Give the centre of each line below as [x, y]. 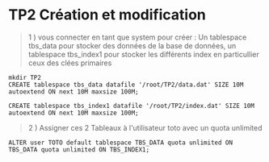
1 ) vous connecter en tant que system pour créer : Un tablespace [137, 37]
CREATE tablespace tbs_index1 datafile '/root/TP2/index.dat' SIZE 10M [131, 106]
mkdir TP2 [25, 77]
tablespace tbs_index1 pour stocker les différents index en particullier [144, 54]
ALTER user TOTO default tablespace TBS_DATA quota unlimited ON [120, 143]
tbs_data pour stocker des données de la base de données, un [132, 45]
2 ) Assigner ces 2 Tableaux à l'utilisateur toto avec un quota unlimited [145, 127]
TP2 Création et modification [107, 15]
